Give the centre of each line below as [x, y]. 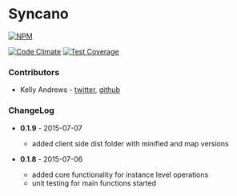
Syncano [39, 14]
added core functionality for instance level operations [120, 174]
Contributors [34, 72]
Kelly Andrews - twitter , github [70, 90]
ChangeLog [31, 110]
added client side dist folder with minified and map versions [131, 143]
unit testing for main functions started [94, 183]
